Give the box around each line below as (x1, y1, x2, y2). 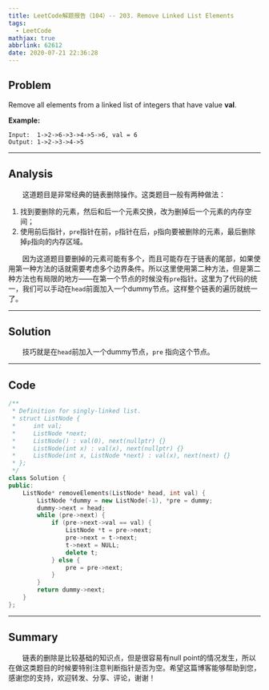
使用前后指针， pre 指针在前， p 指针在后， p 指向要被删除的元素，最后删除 (19, 226, 256, 236)
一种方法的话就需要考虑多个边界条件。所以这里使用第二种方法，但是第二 (22, 264, 261, 273)
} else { (50, 556, 81, 564)
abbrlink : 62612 (8, 42, 62, 50)
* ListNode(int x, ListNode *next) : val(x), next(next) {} (11, 452, 231, 460)
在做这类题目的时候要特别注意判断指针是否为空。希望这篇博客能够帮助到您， (8, 663, 261, 672)
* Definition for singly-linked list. (11, 407, 142, 415)
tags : (8, 19, 26, 27)
